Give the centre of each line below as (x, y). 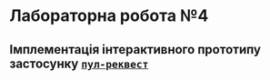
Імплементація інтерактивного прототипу (135, 50)
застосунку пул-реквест (79, 63)
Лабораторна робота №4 (109, 16)
